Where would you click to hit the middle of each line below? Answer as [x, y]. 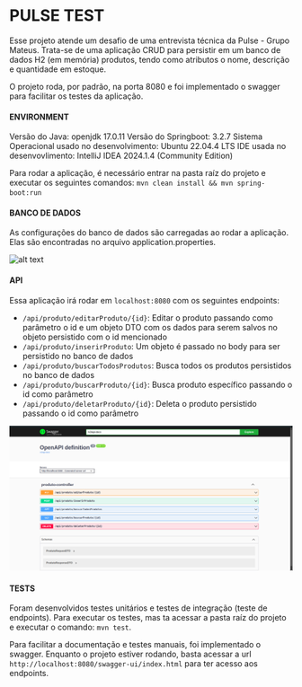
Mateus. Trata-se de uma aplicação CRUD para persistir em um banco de [145, 49]
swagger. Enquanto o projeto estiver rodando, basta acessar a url [130, 654]
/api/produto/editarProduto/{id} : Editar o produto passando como [148, 317]
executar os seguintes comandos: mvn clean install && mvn [121, 183]
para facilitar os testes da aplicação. [76, 96]
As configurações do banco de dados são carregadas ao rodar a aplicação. [149, 233]
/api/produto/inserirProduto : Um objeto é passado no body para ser [151, 346]
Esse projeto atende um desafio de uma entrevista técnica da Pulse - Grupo [150, 40]
